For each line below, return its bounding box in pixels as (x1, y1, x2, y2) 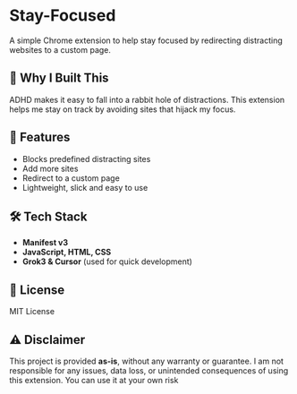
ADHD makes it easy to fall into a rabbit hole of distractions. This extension (9, 94, 285, 105)
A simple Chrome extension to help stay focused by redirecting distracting (9, 35, 284, 46)
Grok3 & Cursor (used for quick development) (21, 256, 192, 267)
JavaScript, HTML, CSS (21, 247, 112, 258)
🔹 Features (9, 130, 71, 145)
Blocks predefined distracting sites (21, 153, 151, 164)
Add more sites (21, 163, 79, 174)
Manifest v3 (21, 237, 69, 248)
